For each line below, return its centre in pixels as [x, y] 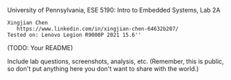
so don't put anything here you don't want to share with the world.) [103, 69]
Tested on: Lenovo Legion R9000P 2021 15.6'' [74, 35]
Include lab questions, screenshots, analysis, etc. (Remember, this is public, [115, 61]
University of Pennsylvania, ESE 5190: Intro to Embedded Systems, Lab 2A [114, 10]
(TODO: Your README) [40, 48]
